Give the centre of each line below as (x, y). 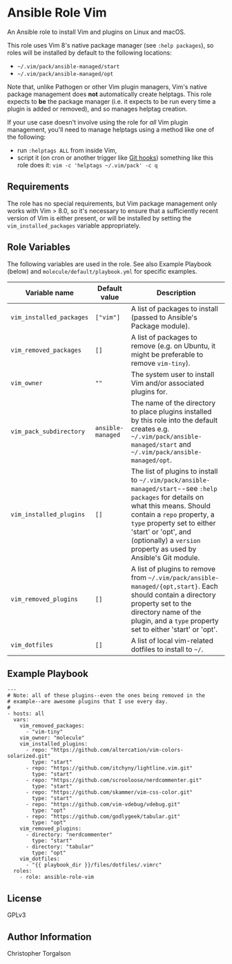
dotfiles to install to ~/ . (167, 649)
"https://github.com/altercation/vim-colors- (117, 750)
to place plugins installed (171, 411)
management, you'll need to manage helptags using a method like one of (111, 129)
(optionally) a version (166, 540)
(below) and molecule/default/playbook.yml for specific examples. (102, 271)
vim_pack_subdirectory (48, 431)
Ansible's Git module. (165, 557)
